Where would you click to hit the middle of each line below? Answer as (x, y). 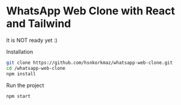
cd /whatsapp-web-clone (36, 68)
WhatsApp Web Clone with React (90, 11)
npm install (21, 74)
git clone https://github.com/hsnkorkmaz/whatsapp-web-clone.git (89, 63)
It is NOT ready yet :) (32, 40)
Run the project (25, 85)
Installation (20, 51)
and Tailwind (39, 24)
